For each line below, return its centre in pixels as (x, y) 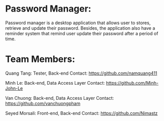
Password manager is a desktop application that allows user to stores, (78, 23)
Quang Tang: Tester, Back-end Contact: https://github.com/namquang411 (81, 73)
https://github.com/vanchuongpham (43, 103)
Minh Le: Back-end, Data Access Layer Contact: (55, 83)
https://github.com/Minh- (132, 83)
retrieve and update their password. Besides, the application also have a (80, 28)
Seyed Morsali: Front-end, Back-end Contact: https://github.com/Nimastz (81, 113)
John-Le (14, 88)
